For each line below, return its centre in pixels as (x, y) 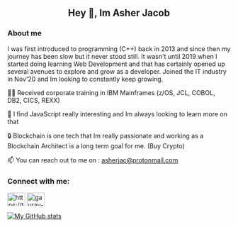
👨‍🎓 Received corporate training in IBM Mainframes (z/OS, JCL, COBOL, (111, 92)
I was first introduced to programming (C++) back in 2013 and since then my (119, 49)
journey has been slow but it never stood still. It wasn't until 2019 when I (112, 56)
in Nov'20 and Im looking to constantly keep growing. (85, 79)
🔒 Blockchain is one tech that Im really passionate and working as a (106, 135)
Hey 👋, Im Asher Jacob (119, 13)
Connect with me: (39, 181)
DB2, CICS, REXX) (34, 100)
